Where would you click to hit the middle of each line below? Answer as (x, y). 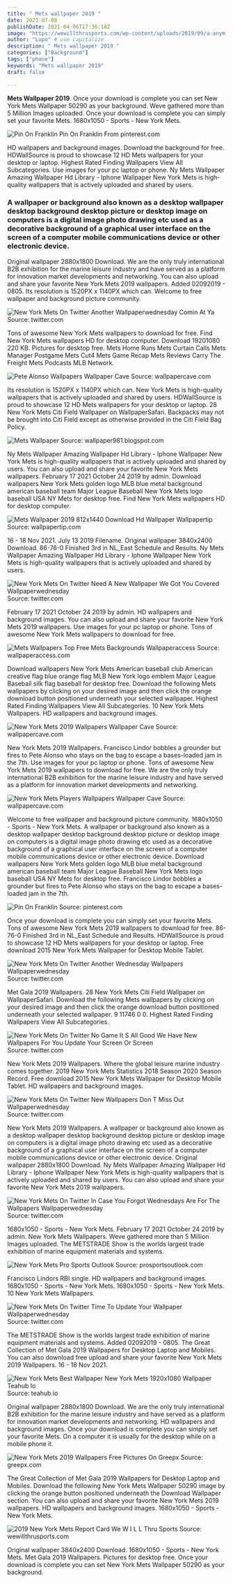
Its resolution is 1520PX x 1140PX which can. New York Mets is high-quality (115, 390)
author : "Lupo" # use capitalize (56, 40)
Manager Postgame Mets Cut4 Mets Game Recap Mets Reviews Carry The (114, 355)
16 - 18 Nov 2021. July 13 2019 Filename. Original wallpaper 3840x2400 (110, 540)
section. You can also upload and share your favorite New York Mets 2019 (113, 1500)
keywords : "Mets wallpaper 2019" (56, 66)
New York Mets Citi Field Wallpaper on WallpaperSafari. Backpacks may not (116, 412)
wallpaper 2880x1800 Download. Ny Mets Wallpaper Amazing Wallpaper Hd (116, 1165)
